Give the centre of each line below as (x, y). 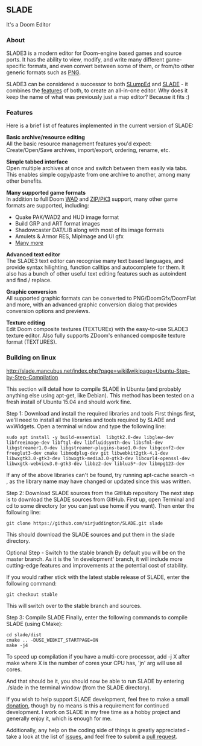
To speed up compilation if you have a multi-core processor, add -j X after (98, 656)
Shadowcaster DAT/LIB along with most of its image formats (90, 230)
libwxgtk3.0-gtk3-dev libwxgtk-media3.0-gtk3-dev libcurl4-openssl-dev (98, 458)
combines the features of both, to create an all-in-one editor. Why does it (97, 90)
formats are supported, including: (48, 206)
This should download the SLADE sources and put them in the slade (90, 534)
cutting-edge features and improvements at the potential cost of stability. (97, 565)
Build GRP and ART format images (58, 224)
